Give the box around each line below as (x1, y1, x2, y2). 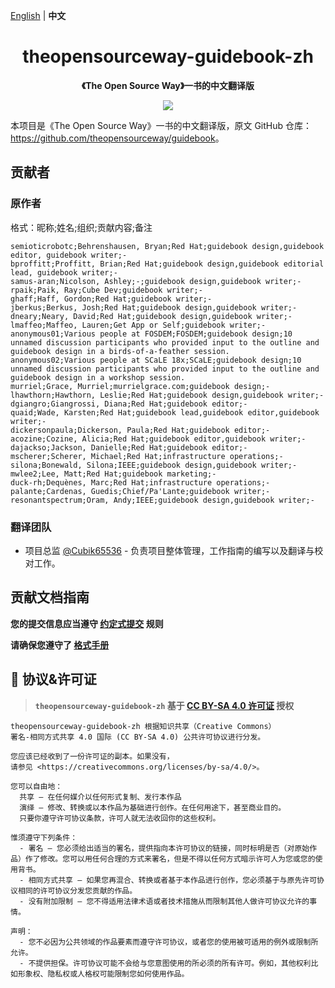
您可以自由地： (10, 781, 63, 791)
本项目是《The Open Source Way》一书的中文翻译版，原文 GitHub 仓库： (10, 119, 313, 131)
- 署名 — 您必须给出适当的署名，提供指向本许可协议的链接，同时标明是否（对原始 (19, 843, 310, 853)
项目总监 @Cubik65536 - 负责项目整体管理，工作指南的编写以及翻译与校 (24, 544, 324, 556)
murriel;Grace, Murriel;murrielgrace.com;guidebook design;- (10, 381, 271, 391)
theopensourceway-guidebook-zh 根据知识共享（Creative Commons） (10, 721, 277, 731)
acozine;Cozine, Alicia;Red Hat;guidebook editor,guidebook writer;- (10, 434, 307, 444)
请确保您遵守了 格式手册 (10, 639, 110, 651)
